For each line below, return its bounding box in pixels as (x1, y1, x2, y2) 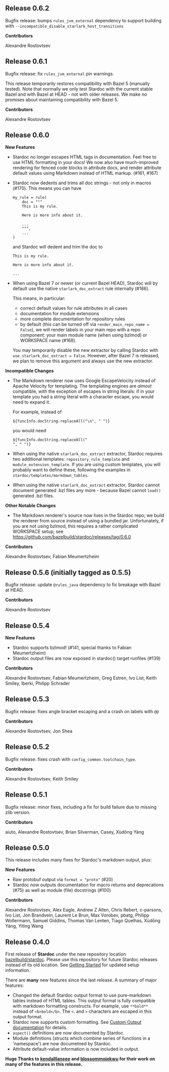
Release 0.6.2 (5, 4, 49, 13)
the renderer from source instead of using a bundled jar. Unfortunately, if (12, 518, 164, 524)
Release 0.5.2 (5, 743, 49, 751)
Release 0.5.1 (5, 791, 48, 799)
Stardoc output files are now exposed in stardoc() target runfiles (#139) (12, 655, 161, 662)
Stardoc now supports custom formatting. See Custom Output (12, 1019, 142, 1025)
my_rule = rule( (12, 195, 47, 200)
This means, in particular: (12, 296, 66, 302)
